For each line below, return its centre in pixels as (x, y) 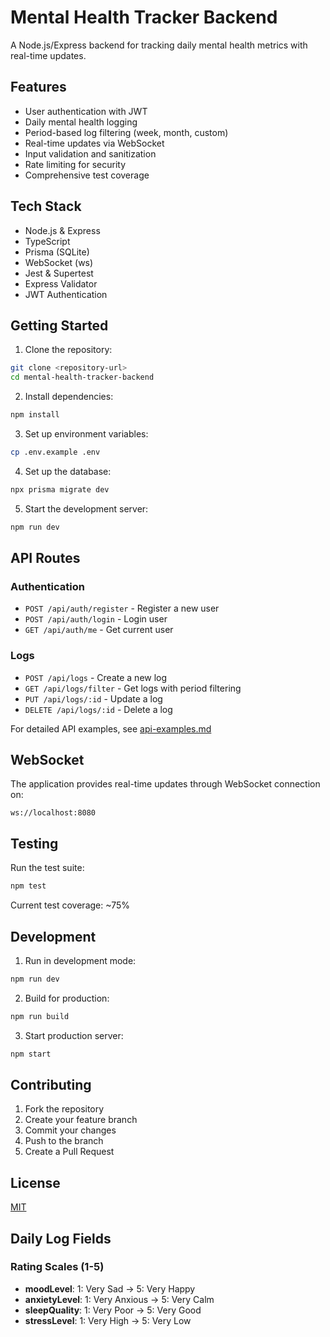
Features (38, 87)
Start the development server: (86, 508)
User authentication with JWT (86, 111)
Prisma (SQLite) (57, 252)
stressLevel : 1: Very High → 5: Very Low (108, 1320)
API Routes (45, 558)
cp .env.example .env (55, 452)
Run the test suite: (47, 868)
